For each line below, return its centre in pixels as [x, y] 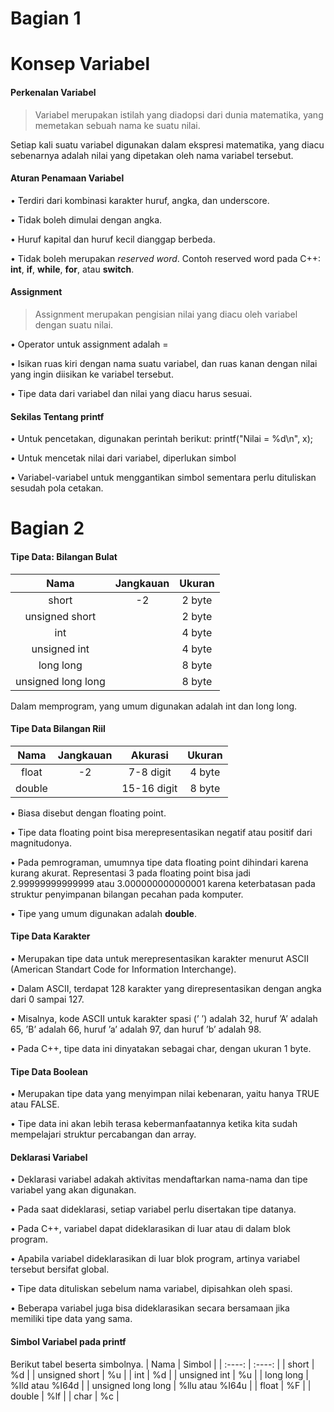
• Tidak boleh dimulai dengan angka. [86, 219]
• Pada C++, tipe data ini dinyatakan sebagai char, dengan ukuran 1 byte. [161, 1048]
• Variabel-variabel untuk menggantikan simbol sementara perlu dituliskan [163, 478]
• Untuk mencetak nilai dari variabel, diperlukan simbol [123, 458]
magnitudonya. [41, 843]
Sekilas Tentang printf [57, 416]
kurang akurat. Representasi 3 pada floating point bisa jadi [130, 873]
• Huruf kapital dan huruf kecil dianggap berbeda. [113, 239]
